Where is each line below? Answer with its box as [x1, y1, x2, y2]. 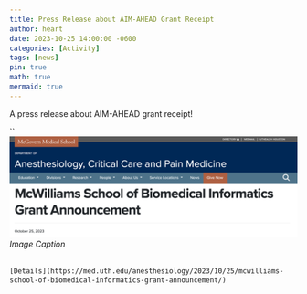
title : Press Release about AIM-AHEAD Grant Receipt [9, 15, 215, 24]
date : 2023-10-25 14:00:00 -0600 [9, 34, 137, 43]
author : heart [9, 24, 64, 34]
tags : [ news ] [9, 53, 59, 63]
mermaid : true [9, 82, 64, 91]
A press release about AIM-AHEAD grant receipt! [9, 108, 194, 119]
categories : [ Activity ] [9, 44, 101, 53]
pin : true [9, 63, 48, 72]
